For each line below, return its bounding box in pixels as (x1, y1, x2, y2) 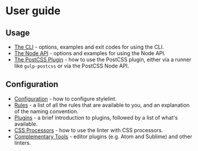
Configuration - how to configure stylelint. (14, 95, 117, 102)
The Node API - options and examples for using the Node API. (14, 50, 166, 57)
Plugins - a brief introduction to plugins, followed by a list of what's (14, 114, 178, 121)
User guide (5, 4, 60, 18)
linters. (14, 139, 31, 146)
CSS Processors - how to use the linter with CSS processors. (14, 126, 164, 134)
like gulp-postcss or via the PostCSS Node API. (14, 62, 129, 69)
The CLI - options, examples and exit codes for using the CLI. (14, 43, 164, 50)
